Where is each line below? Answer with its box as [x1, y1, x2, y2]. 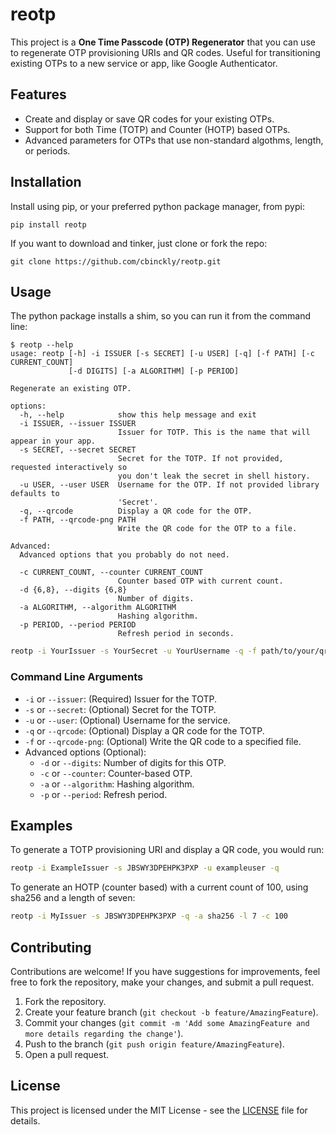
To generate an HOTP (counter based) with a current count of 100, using [10, 881, 309, 893]
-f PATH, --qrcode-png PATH [19, 515, 137, 525]
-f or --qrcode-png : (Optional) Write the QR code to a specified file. [24, 735, 302, 747]
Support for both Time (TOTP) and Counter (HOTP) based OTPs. [24, 123, 291, 135]
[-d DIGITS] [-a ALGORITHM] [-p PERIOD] [68, 366, 240, 377]
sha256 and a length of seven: [10, 892, 136, 904]
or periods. [24, 144, 71, 157]
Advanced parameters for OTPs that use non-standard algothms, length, [24, 134, 324, 146]
